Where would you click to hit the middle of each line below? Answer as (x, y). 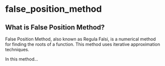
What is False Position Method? (55, 27)
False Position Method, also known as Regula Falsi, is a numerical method (81, 39)
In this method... (22, 59)
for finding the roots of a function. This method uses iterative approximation (83, 44)
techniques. (17, 49)
